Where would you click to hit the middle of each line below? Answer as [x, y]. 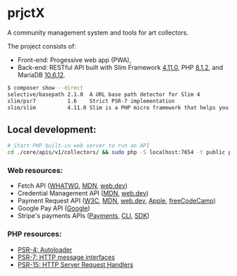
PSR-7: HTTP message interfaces [66, 257]
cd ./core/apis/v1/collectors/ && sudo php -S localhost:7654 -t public [116, 152]
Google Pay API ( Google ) [54, 208]
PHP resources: [35, 234]
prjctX [26, 13]
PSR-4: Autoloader [45, 249]
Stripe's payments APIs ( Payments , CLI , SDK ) [84, 216]
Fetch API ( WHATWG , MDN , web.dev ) [73, 186]
